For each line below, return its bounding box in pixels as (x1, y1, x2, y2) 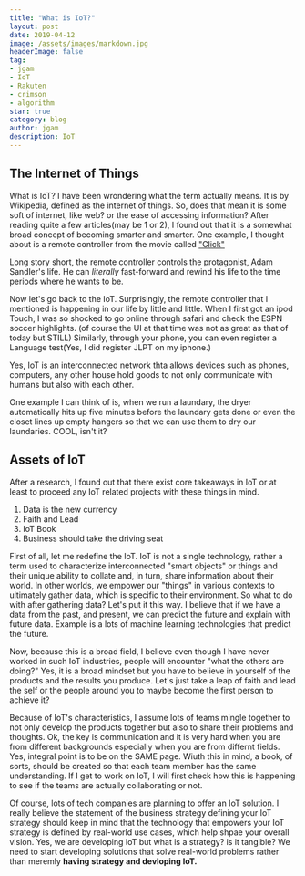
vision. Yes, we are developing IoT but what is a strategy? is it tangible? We (9, 836, 290, 847)
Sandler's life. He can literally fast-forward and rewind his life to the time (9, 266, 281, 276)
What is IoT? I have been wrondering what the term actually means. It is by (9, 190, 290, 201)
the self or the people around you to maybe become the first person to (9, 684, 274, 695)
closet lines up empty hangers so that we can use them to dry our (9, 416, 257, 427)
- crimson (9, 89, 47, 99)
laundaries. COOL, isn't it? (9, 425, 107, 436)
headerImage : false (9, 47, 84, 57)
